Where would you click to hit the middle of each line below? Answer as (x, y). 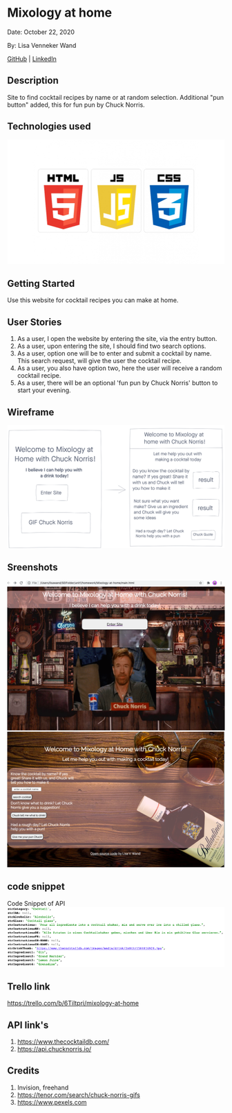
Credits (23, 1071)
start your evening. (44, 390)
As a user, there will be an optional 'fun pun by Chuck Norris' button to (117, 383)
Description (33, 81)
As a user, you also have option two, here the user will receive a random (119, 368)
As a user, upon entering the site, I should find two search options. (112, 346)
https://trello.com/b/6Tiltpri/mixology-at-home (73, 1004)
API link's (28, 1025)
